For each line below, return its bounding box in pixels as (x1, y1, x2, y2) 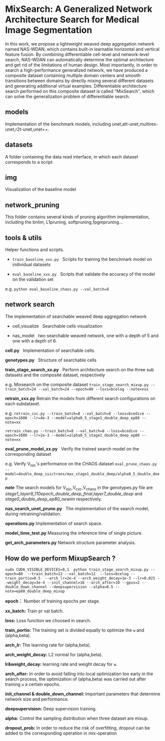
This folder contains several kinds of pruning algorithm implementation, (5, 214, 150, 220)
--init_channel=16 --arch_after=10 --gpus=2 (47, 580, 140, 585)
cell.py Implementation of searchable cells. (5, 347, 96, 353)
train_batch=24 (5, 387, 36, 392)
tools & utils (5, 234, 42, 242)
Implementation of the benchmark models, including (5, 121, 111, 127)
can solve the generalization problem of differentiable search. (5, 93, 131, 99)
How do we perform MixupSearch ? (5, 554, 116, 562)
